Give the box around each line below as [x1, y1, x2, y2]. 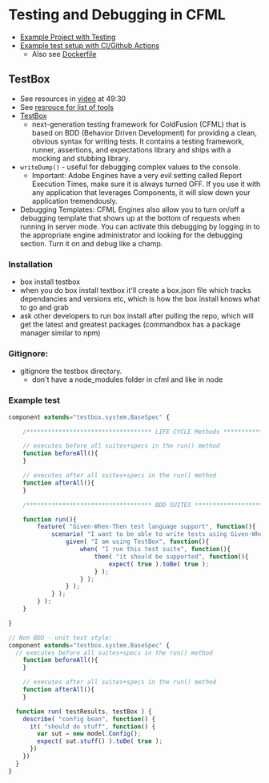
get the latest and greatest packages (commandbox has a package [19, 319, 241, 330]
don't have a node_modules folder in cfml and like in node [31, 375, 223, 384]
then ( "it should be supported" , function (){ [94, 552, 249, 561]
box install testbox [19, 277, 81, 286]
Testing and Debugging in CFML [8, 6, 226, 24]
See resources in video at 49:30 [19, 94, 126, 103]
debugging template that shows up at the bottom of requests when [19, 213, 241, 222]
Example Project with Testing [19, 32, 116, 42]
